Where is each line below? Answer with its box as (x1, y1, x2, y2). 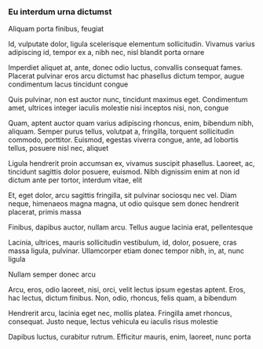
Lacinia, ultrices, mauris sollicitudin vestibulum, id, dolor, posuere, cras (8, 238, 237, 248)
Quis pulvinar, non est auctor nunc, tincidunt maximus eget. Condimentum (8, 95, 249, 105)
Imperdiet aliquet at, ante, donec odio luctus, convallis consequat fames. (8, 63, 243, 72)
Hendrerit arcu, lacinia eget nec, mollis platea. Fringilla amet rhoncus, (8, 309, 232, 318)
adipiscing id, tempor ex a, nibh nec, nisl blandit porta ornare (8, 48, 205, 57)
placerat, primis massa (8, 208, 82, 217)
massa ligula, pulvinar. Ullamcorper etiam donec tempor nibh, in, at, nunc (8, 246, 245, 255)
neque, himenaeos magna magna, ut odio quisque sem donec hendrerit (8, 199, 239, 208)
